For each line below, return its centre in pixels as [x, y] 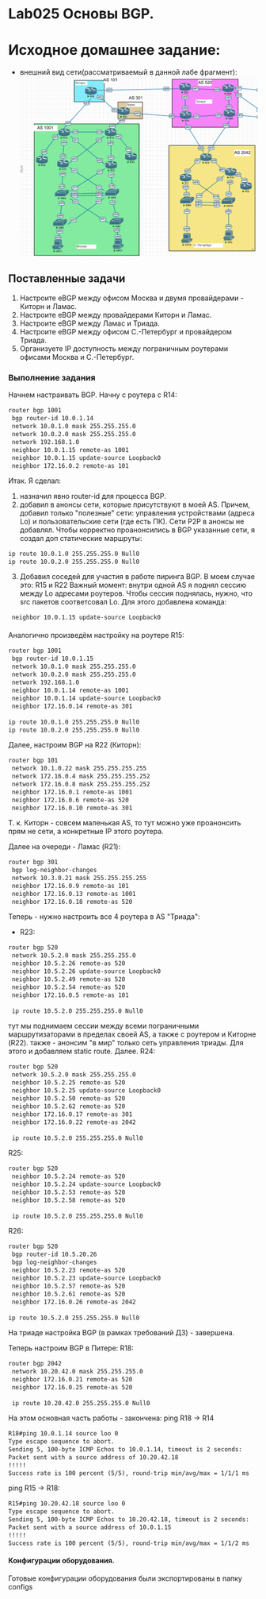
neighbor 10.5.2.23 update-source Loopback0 [86, 1278]
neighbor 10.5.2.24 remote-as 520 [68, 1176]
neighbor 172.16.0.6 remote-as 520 [70, 800]
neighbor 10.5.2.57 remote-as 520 [68, 1286]
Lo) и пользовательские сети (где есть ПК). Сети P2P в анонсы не [132, 522]
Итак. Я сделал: [35, 481]
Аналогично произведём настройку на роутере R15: [96, 635]
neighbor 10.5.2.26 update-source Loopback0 [86, 971]
